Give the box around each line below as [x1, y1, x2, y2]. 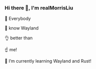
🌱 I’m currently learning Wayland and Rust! [4, 58, 92, 64]
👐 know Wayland [4, 25, 39, 31]
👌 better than [4, 35, 33, 41]
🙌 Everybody [4, 16, 31, 22]
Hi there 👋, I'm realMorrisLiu [4, 4, 74, 11]
